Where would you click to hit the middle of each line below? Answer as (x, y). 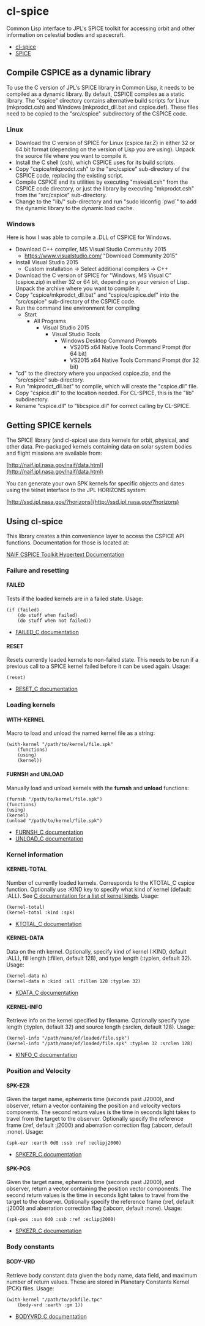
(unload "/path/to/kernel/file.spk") (54, 821)
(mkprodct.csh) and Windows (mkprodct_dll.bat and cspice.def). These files (102, 107)
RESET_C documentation (46, 689)
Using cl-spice (35, 521)
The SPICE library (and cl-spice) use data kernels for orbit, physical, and (98, 440)
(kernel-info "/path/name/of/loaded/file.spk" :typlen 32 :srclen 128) (99, 1044)
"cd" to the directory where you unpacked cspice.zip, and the (93, 374)
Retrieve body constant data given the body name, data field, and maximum (102, 1275)
